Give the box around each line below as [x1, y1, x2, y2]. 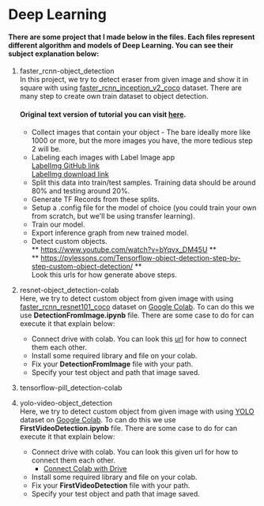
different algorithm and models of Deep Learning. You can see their [8, 40, 234, 50]
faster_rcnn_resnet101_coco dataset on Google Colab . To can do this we [19, 302, 255, 311]
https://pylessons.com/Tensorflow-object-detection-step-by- [40, 253, 241, 262]
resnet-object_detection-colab [19, 285, 119, 294]
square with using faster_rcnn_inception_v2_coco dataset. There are [19, 83, 243, 92]
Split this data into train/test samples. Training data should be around [31, 178, 256, 187]
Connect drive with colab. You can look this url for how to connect [31, 334, 247, 343]
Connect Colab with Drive [43, 463, 127, 473]
